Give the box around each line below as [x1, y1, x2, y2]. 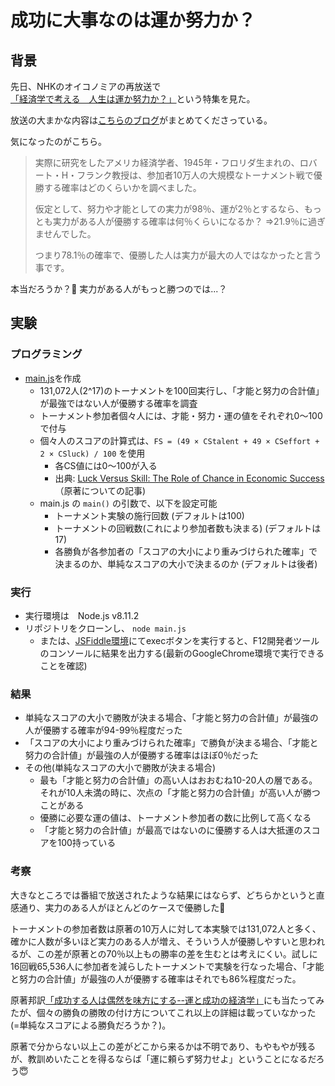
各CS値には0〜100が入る [54, 459, 158, 471]
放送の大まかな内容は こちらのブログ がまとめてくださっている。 [10, 114, 273, 126]
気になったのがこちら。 [10, 136, 107, 147]
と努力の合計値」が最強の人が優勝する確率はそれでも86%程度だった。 [10, 972, 302, 985]
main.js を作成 [24, 372, 82, 384]
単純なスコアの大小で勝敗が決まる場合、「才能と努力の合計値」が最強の [24, 712, 319, 724]
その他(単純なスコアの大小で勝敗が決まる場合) [24, 762, 217, 774]
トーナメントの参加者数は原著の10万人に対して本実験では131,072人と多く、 [10, 922, 322, 935]
